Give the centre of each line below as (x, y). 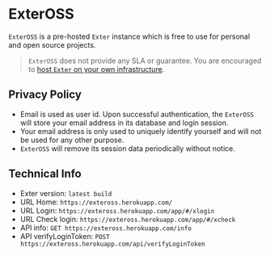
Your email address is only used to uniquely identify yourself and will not (141, 131)
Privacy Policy (45, 95)
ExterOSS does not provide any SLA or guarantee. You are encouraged (145, 61)
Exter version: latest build (66, 193)
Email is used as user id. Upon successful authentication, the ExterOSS (137, 114)
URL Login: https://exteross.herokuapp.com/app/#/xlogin (117, 210)
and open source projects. (52, 44)
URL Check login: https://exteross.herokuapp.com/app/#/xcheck (128, 219)
